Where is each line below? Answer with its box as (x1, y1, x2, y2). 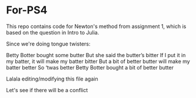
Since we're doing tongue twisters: (6, 40, 91, 47)
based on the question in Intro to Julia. (6, 29, 99, 36)
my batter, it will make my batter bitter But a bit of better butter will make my (6, 58, 190, 65)
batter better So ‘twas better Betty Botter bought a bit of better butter (6, 64, 174, 71)
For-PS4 (6, 3, 48, 17)
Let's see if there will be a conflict (6, 86, 88, 93)
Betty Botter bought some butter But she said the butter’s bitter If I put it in (6, 51, 186, 58)
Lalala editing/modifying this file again (6, 75, 98, 82)
